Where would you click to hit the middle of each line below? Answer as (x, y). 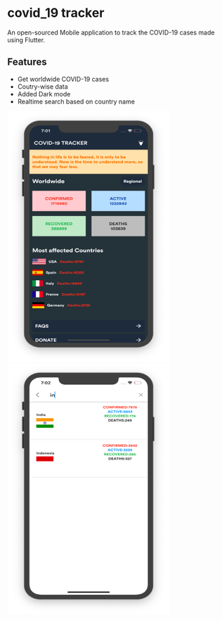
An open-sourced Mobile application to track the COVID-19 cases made (111, 32)
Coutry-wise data (43, 87)
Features (27, 62)
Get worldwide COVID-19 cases (63, 79)
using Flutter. (26, 39)
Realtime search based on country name (76, 101)
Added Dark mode (44, 94)
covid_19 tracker (56, 13)
